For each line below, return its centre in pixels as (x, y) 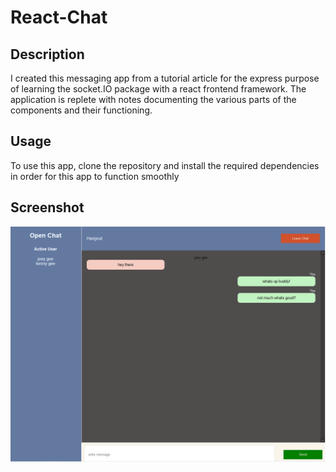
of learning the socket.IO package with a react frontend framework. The (158, 89)
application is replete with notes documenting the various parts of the (153, 99)
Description (47, 54)
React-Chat (59, 17)
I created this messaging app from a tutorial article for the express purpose (165, 78)
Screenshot (47, 207)
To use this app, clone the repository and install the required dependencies (165, 165)
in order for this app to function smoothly (95, 176)
